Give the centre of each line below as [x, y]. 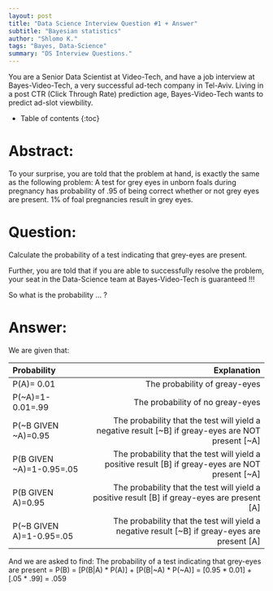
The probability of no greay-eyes [197, 402]
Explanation [237, 370]
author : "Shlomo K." [43, 39]
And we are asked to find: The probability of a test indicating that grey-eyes [135, 561]
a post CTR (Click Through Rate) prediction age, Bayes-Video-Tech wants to [136, 94]
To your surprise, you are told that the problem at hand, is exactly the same [134, 173]
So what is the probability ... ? [58, 295]
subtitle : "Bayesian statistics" [65, 31]
